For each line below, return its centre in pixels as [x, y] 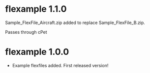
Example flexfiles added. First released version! [60, 65]
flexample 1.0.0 [37, 52]
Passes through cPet [26, 32]
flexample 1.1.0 [36, 9]
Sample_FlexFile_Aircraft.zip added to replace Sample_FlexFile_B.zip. [75, 23]
